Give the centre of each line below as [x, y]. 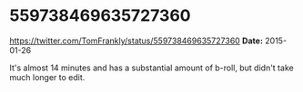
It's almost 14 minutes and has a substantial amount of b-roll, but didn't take [151, 68]
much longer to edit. [47, 77]
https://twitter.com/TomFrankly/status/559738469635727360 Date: [136, 41]
